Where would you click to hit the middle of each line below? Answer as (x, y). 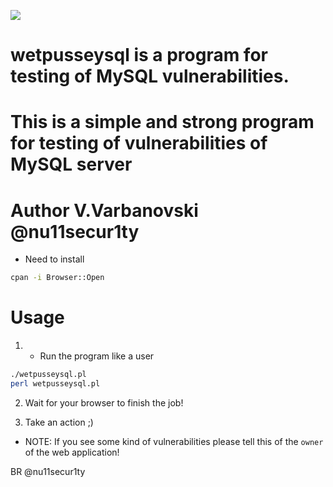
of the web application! (72, 452)
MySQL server (71, 164)
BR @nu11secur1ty (48, 471)
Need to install (54, 259)
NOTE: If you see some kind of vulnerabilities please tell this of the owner (174, 441)
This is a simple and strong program (162, 122)
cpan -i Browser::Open (57, 278)
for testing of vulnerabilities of (139, 143)
